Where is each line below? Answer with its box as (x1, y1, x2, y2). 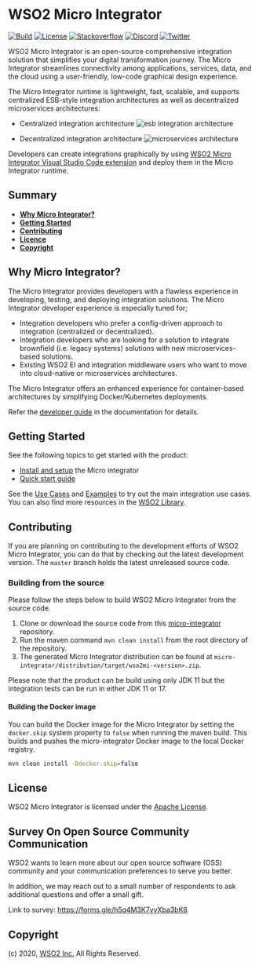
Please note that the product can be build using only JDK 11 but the (8, 676, 225, 685)
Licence (19, 234, 47, 244)
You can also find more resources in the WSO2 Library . (8, 498, 186, 507)
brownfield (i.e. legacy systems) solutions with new (19, 343, 186, 352)
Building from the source (8, 578, 104, 589)
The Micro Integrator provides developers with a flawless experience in (8, 286, 239, 296)
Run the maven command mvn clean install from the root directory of (19, 636, 249, 645)
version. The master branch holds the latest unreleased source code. (8, 558, 230, 567)
